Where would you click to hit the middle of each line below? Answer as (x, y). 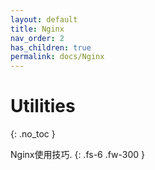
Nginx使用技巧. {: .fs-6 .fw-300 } (78, 155)
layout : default (44, 19)
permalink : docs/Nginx (57, 57)
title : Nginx (37, 29)
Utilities (43, 106)
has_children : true (51, 47)
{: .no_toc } (33, 134)
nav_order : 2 (37, 38)
